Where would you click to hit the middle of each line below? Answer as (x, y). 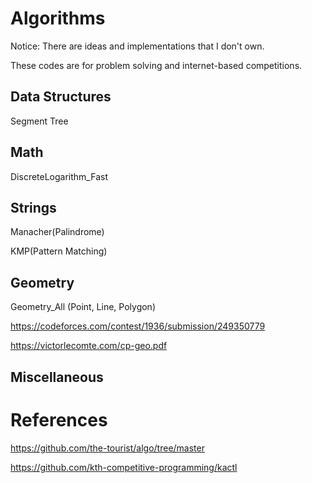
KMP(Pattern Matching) (59, 251)
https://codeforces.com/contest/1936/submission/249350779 (138, 326)
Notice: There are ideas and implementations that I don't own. (137, 46)
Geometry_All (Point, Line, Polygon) (83, 307)
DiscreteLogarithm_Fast (59, 176)
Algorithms (58, 18)
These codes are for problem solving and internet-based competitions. (156, 65)
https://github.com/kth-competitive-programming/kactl (124, 467)
